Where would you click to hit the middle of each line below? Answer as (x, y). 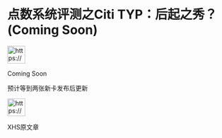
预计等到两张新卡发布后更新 (48, 88)
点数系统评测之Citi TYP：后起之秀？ (112, 15)
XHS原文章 (23, 127)
